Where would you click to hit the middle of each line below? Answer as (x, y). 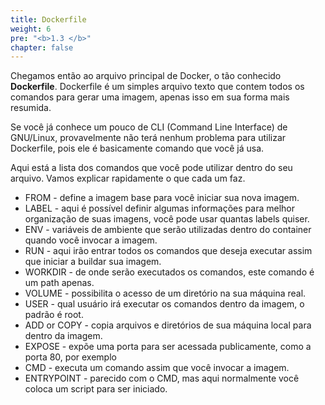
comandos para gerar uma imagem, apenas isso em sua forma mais (150, 97)
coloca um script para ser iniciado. (96, 389)
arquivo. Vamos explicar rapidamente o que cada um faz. (128, 178)
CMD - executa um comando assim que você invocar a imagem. (157, 368)
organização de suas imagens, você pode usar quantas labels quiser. (167, 219)
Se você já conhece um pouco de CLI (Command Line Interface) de (149, 127)
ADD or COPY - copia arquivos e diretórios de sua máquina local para (168, 325)
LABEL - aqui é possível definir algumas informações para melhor (160, 208)
